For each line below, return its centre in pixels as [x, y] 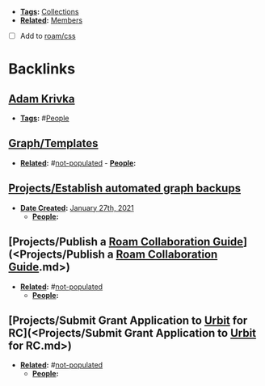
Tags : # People [44, 118]
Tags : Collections [49, 12]
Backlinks [42, 69]
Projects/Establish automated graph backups [124, 189]
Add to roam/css [48, 36]
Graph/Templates [53, 143]
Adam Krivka [42, 99]
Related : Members [51, 20]
